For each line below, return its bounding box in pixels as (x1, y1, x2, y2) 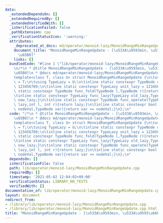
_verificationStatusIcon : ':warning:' (9, 35, 88, 39)
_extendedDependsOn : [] (9, 12, 57, 17)
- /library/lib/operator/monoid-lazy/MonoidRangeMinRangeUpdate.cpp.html (5, 206, 158, 211)
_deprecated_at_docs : (14, 43, 57, 48)
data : (5, 7, 16, 12)
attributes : (9, 39, 34, 44)
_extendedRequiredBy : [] (9, 16, 60, 21)
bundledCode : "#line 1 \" (9, 61, 62, 66)
